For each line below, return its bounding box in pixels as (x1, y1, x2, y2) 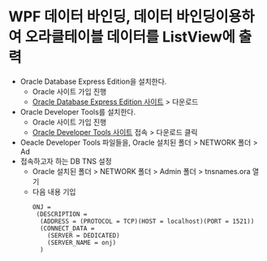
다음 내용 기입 (32, 186, 76, 196)
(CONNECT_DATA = (39, 224, 95, 233)
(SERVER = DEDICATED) (47, 231, 120, 240)
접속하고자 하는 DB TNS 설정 (19, 156, 112, 166)
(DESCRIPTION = (36, 210, 88, 218)
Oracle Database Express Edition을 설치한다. (19, 76, 167, 86)
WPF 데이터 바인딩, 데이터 (8, 7, 173, 26)
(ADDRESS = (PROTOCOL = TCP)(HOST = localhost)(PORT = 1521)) (39, 217, 255, 225)
